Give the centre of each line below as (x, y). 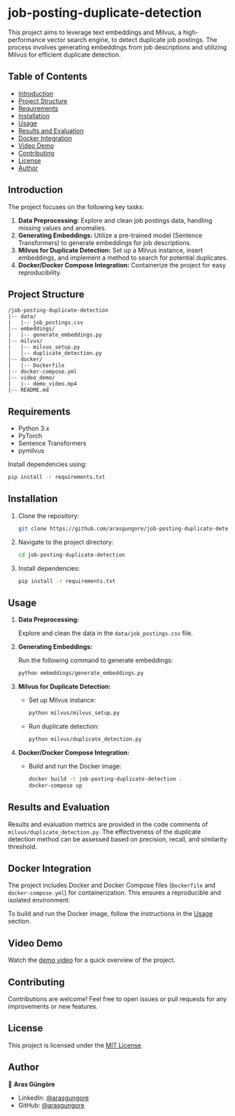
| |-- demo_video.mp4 (43, 384)
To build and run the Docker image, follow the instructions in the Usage (110, 914)
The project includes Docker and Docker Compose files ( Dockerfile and (112, 885)
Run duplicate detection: (64, 727)
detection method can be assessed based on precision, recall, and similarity (117, 839)
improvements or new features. (53, 1006)
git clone (33, 529)
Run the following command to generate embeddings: (95, 660)
